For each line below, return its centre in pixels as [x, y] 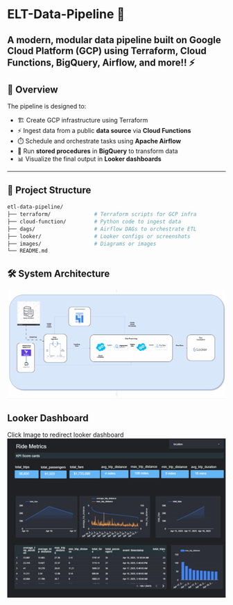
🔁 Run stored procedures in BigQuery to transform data [97, 151]
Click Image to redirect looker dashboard [66, 435]
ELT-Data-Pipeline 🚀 [66, 14]
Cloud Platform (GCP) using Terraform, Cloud [107, 50]
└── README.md [28, 251]
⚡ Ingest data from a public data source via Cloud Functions [104, 131]
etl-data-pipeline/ [35, 207]
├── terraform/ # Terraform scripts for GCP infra [102, 214]
